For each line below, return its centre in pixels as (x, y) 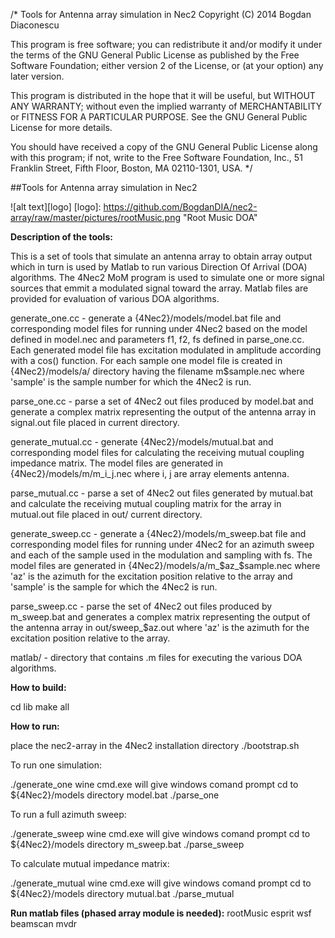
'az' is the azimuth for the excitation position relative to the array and (151, 576)
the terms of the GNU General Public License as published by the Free (155, 55)
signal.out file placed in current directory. (95, 422)
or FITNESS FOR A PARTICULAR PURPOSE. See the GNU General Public (159, 117)
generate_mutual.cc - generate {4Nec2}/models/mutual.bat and (142, 442)
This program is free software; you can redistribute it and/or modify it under (166, 44)
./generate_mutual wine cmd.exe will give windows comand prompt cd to (161, 883)
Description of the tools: (61, 237)
